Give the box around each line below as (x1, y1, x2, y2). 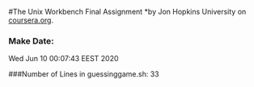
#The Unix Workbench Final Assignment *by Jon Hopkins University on (8, 7, 247, 16)
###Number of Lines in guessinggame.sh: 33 (8, 69, 159, 79)
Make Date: (8, 35, 54, 47)
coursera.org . (8, 15, 54, 25)
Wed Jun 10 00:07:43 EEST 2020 (8, 54, 119, 64)
